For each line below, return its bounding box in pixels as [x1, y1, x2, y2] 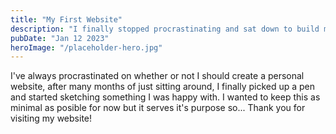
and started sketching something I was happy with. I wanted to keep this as [10, 91, 321, 103]
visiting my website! [10, 112, 93, 125]
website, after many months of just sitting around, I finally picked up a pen [10, 81, 316, 93]
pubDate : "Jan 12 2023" [10, 33, 110, 43]
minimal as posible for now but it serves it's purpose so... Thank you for [10, 102, 306, 114]
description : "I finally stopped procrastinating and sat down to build [10, 24, 320, 34]
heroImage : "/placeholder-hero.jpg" [10, 42, 163, 53]
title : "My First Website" [10, 14, 123, 25]
